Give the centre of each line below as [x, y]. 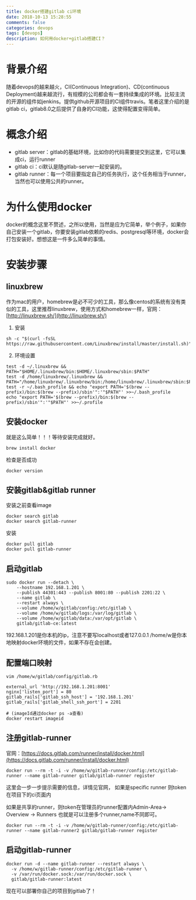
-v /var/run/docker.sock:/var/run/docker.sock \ [71, 874]
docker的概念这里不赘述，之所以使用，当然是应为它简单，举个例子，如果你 [96, 224]
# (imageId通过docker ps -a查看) [45, 714]
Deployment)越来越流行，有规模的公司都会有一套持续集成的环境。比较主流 [96, 94]
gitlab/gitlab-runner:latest [47, 879]
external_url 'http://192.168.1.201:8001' [58, 687]
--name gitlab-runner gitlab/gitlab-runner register [90, 776]
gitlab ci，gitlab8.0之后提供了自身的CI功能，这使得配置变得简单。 [85, 108]
